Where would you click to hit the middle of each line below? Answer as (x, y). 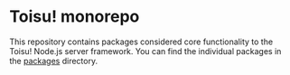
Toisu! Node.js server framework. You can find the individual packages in (145, 51)
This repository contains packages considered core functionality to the (141, 42)
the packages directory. (53, 61)
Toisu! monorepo (75, 17)
